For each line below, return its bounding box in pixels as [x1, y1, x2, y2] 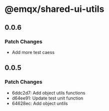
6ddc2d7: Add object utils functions [11, 90, 86, 96]
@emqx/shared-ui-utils [4, 3, 105, 15]
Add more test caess [11, 49, 55, 55]
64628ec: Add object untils [11, 100, 68, 106]
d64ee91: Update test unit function [11, 95, 84, 101]
